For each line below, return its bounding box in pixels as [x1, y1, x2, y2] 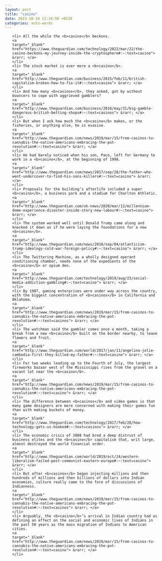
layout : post [5, 7, 31, 12]
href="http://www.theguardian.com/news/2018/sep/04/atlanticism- [12, 242, 147, 247]
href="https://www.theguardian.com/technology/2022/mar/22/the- [12, 47, 145, 51]
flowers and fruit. [12, 335, 52, 340]
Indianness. [12, 484, 36, 489]
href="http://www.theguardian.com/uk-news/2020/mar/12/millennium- [12, 204, 151, 209]
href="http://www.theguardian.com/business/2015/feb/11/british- [12, 76, 147, 82]
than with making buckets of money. [12, 408, 86, 412]
